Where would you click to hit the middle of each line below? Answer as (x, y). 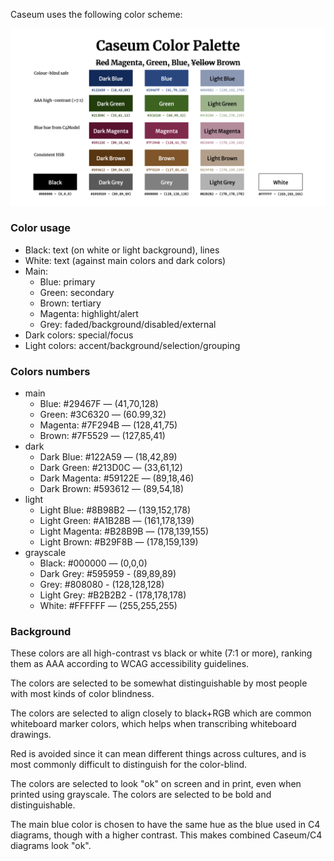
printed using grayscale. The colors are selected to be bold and (141, 795)
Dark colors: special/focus (79, 335)
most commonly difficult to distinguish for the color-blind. (129, 765)
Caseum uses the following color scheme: (96, 14)
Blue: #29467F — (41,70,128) (99, 404)
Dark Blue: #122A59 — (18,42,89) (108, 457)
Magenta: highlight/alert (89, 313)
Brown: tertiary (70, 303)
